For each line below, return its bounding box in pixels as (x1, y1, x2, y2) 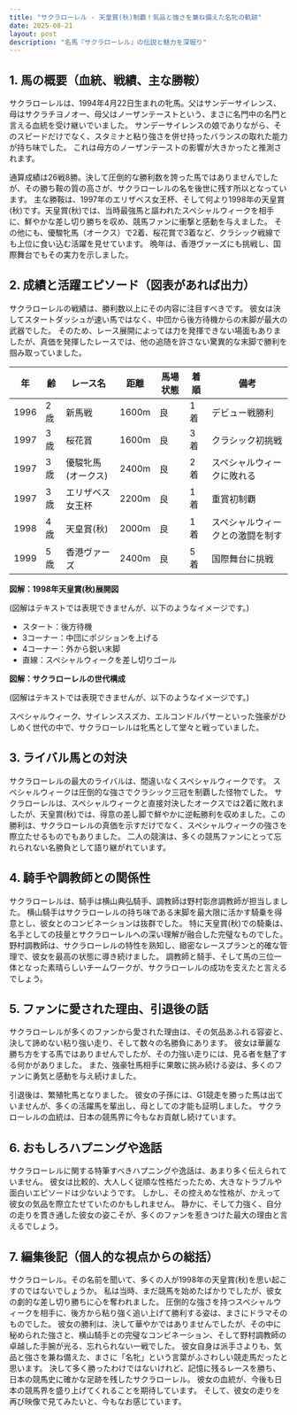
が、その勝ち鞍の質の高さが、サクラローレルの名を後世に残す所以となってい (9, 183, 287, 194)
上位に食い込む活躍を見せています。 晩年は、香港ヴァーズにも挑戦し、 (16, 238, 274, 249)
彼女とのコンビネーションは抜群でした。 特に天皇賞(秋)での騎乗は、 (39, 917, 288, 928)
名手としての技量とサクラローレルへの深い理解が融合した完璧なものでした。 (9, 929, 288, 939)
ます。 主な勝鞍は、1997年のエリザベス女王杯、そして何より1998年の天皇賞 (9, 194, 286, 205)
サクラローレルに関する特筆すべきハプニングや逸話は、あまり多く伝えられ (9, 1165, 280, 1176)
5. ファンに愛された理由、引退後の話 (9, 1001, 209, 1017)
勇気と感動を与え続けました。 (32, 1071, 141, 1081)
